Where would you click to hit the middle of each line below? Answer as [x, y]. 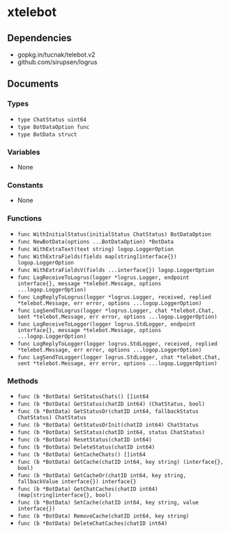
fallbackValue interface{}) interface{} [77, 481]
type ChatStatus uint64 [52, 119]
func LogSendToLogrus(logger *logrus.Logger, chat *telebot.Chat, [116, 310]
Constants [25, 185]
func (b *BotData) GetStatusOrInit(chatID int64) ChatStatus [108, 425]
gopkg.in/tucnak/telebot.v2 [56, 54]
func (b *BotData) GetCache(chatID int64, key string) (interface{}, [121, 462]
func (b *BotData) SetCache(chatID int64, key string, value [108, 502]
